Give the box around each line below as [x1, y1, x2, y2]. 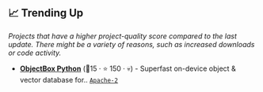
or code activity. [8, 48, 62, 57]
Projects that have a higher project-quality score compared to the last [8, 31, 238, 41]
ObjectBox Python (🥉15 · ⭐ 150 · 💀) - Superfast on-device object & [19, 64, 236, 73]
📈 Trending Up [8, 6, 84, 20]
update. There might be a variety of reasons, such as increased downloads [8, 39, 255, 49]
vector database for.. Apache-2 [19, 75, 119, 84]
